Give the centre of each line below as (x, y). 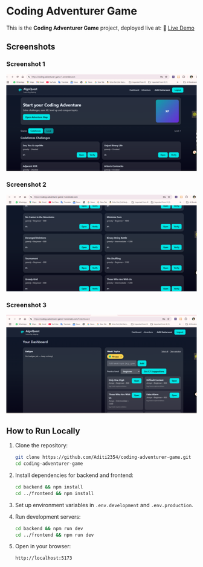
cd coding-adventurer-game (49, 464)
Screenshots (31, 47)
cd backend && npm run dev (49, 528)
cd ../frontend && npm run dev (54, 535)
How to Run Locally (43, 431)
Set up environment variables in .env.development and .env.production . (104, 505)
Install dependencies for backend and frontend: (74, 475)
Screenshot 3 (27, 305)
